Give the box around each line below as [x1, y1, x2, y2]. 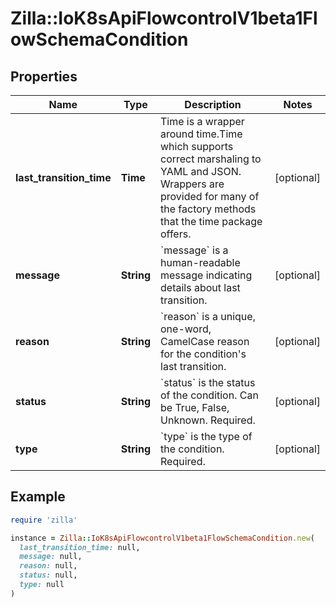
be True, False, [160, 401, 230, 414]
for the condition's [160, 347, 247, 361]
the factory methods [160, 202, 257, 216]
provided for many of [160, 190, 260, 203]
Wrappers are [160, 177, 225, 191]
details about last [160, 281, 241, 294]
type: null [19, 580, 65, 590]
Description [184, 98, 242, 111]
